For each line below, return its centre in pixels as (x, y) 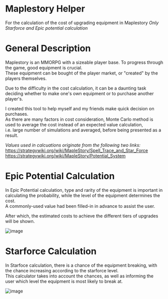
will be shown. (20, 221)
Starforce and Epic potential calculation (47, 28)
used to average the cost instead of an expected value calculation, (74, 124)
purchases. (17, 114)
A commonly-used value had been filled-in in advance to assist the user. (80, 206)
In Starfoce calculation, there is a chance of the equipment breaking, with (81, 265)
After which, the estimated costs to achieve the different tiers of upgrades (82, 216)
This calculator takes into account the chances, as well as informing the (79, 276)
